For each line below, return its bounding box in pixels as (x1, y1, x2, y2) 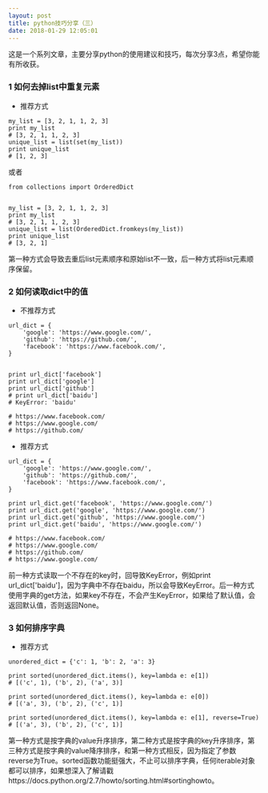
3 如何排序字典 (8, 622, 66, 633)
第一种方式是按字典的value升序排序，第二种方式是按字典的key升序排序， (8, 736, 248, 746)
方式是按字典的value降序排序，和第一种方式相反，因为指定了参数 (22, 746, 237, 755)
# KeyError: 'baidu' (8, 398, 78, 406)
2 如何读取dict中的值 (8, 285, 89, 297)
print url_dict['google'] (8, 377, 94, 385)
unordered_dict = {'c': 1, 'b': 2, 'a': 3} (8, 658, 156, 666)
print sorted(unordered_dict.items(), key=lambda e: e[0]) (8, 693, 210, 701)
